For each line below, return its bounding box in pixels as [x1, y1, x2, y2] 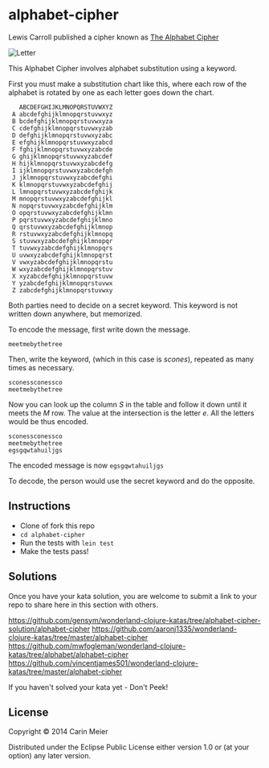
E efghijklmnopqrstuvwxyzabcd [11, 138, 113, 147]
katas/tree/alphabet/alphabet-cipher [8, 650, 128, 659]
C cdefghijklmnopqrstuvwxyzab [11, 124, 113, 132]
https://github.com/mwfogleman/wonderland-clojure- [8, 641, 186, 650]
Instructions [8, 499, 71, 513]
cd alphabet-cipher [19, 531, 86, 539]
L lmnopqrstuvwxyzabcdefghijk [11, 188, 113, 196]
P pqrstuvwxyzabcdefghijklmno [11, 216, 113, 224]
